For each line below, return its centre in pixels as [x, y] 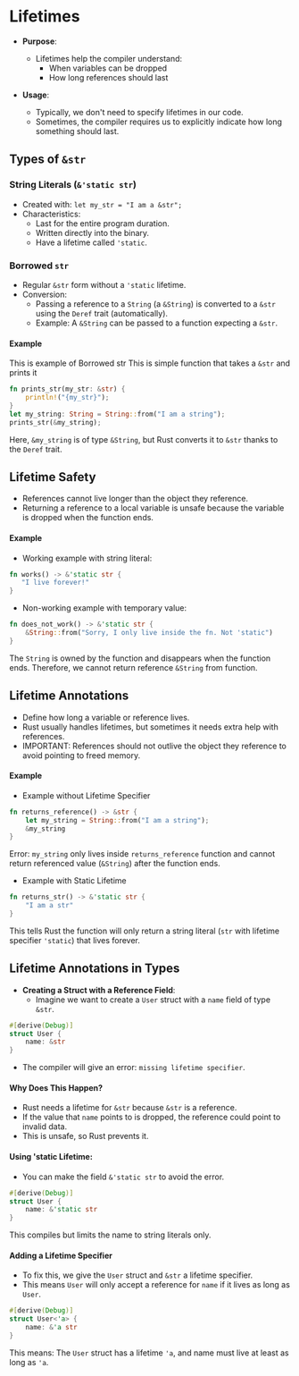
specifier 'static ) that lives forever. [75, 940]
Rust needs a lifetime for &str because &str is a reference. [129, 1108]
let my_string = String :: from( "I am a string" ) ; [117, 820]
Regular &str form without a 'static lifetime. [104, 284]
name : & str [46, 1042]
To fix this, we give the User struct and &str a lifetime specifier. [137, 1275]
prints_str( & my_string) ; [55, 422]
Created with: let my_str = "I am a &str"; [102, 204]
